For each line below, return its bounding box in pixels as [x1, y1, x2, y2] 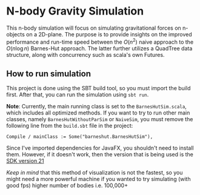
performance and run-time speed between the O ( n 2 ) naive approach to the [6, 37, 194, 45]
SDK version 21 [6, 157, 44, 165]
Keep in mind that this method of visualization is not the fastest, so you [6, 169, 183, 176]
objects [6, 30, 25, 38]
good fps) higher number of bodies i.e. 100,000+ [6, 182, 128, 189]
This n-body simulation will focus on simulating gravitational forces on [6, 24, 182, 31]
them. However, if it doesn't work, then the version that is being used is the [6, 151, 194, 158]
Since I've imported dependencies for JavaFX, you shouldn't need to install [6, 144, 194, 152]
